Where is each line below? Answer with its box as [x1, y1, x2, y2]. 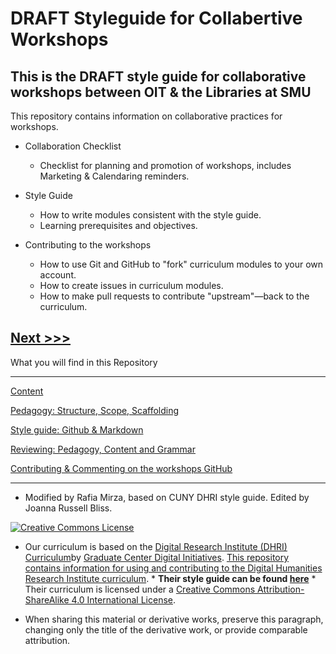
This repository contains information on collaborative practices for [10, 110, 283, 122]
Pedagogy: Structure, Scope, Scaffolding [10, 404, 180, 416]
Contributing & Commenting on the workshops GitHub [10, 462, 233, 474]
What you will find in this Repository [10, 356, 158, 368]
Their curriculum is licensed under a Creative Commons [24, 583, 256, 595]
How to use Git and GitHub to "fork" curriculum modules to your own [39, 258, 323, 270]
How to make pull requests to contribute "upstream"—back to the [39, 290, 310, 302]
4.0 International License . [71, 593, 176, 606]
